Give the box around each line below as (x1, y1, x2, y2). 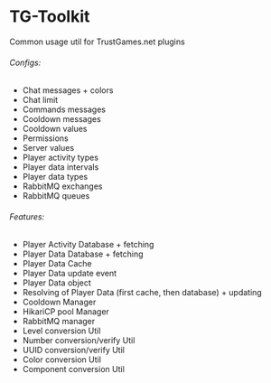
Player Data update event (22, 268, 117, 279)
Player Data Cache (22, 258, 92, 269)
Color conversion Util (22, 354, 102, 365)
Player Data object (22, 277, 92, 288)
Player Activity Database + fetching (22, 239, 154, 250)
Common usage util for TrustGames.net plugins (9, 36, 185, 47)
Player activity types (22, 152, 99, 163)
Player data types (22, 172, 89, 182)
